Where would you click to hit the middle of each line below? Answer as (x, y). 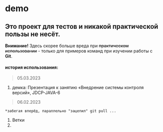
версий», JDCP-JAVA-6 (36, 93)
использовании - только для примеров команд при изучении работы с (79, 51)
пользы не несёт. (33, 34)
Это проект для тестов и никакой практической (82, 27)
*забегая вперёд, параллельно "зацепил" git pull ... (61, 111)
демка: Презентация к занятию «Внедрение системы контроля (78, 88)
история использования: (32, 67)
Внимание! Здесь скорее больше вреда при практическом (67, 46)
